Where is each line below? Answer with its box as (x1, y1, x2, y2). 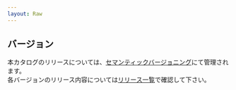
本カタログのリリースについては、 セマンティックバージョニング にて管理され (7, 58, 229, 67)
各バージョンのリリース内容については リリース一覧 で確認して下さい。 (7, 75, 211, 84)
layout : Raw (7, 10, 42, 18)
